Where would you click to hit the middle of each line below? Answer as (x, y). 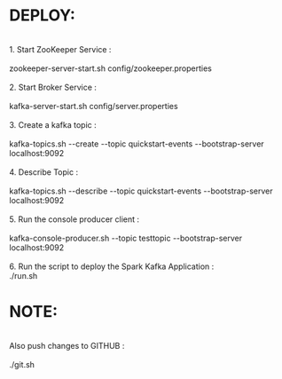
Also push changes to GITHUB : (67, 345)
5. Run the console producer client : (74, 219)
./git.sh (22, 364)
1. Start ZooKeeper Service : (60, 49)
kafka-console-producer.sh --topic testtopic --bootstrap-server (125, 238)
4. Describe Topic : (43, 172)
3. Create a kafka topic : (53, 124)
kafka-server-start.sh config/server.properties (94, 106)
